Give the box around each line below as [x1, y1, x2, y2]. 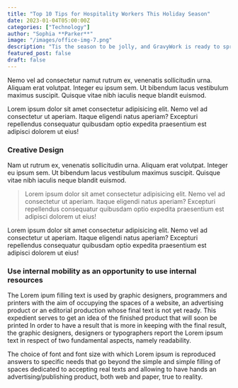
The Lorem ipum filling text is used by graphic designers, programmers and [7, 291, 227, 299]
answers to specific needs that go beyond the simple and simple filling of [7, 358, 221, 366]
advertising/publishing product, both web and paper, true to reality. [7, 372, 203, 381]
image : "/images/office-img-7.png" [7, 37, 113, 44]
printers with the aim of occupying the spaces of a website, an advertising [7, 299, 224, 307]
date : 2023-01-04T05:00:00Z [7, 17, 91, 24]
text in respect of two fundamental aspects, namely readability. [7, 336, 191, 345]
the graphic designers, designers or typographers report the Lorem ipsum [7, 329, 223, 337]
